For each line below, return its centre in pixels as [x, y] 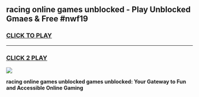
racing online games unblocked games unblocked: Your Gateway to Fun [96, 81]
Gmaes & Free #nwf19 [47, 19]
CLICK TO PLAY [29, 36]
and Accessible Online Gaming [45, 88]
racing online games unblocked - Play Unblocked [98, 10]
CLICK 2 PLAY [27, 58]
